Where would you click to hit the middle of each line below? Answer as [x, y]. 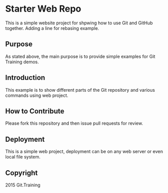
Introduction [25, 78]
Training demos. [22, 62]
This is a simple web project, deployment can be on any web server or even [84, 151]
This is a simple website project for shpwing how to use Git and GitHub [79, 23]
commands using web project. [37, 95]
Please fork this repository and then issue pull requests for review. [74, 123]
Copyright [22, 173]
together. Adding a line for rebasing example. [52, 28]
